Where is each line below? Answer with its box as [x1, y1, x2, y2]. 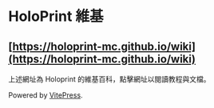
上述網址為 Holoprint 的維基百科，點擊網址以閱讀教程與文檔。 [8, 74, 211, 84]
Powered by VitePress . [8, 90, 83, 100]
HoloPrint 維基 [8, 7, 104, 26]
